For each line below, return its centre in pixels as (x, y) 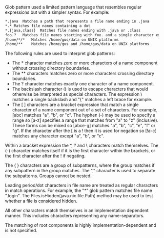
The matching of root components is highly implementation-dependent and (81, 225)
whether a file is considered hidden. (41, 201)
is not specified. (21, 231)
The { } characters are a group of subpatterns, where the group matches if (80, 165)
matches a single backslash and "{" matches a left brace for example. (82, 100)
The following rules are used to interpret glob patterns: (60, 53)
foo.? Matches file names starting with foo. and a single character (79, 35)
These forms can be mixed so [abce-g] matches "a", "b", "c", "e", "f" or (84, 126)
